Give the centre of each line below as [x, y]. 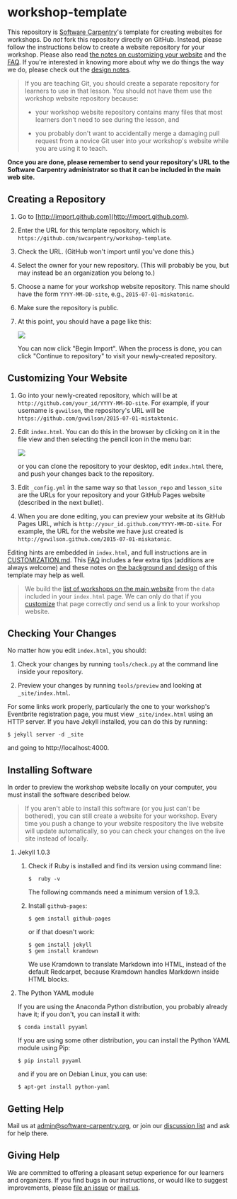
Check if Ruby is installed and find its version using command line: [125, 866]
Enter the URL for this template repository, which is [92, 230]
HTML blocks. [48, 979]
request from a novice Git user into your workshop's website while [132, 141]
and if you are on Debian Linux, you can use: [82, 1074]
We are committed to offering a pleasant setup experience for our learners [116, 1172]
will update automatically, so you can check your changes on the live [125, 831]
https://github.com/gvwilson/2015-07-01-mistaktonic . [98, 418]
